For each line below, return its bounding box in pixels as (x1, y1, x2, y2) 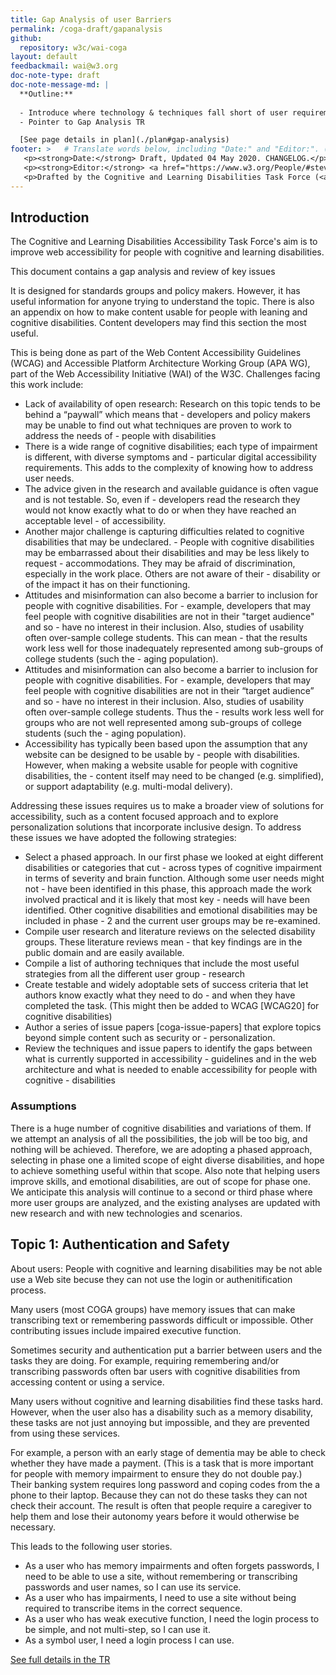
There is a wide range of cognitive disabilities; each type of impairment (24, 441, 318, 453)
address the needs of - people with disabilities (24, 430, 217, 442)
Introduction (10, 209, 90, 226)
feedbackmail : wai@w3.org (10, 61, 118, 71)
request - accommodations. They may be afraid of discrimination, (24, 557, 296, 570)
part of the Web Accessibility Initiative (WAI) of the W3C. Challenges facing (10, 368, 321, 380)
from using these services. (10, 1427, 121, 1439)
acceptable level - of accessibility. (24, 515, 167, 527)
